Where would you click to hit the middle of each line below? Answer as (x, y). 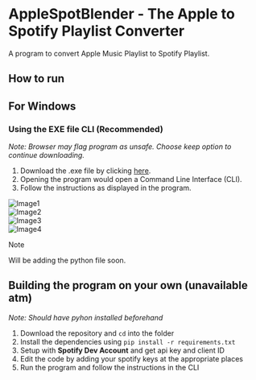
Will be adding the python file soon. (67, 260)
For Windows (42, 106)
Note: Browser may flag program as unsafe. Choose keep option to (120, 147)
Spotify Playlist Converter (97, 31)
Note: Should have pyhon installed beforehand (86, 317)
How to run (37, 78)
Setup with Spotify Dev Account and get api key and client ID (122, 350)
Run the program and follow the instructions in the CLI (109, 367)
